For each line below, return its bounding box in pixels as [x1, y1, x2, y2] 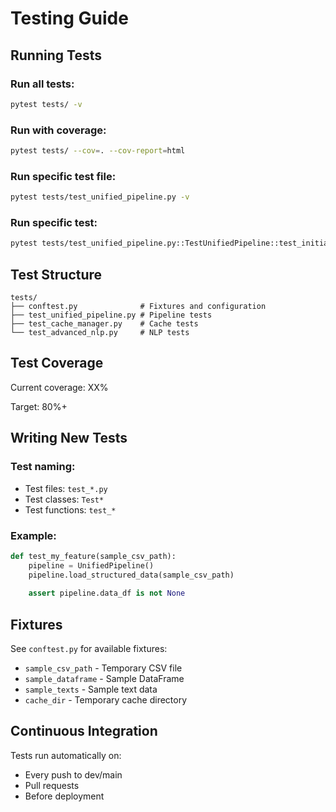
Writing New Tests [10, 430, 128, 447]
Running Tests [10, 47, 102, 64]
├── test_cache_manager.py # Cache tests [10, 319, 199, 329]
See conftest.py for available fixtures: [10, 643, 168, 655]
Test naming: [10, 460, 76, 474]
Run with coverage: [10, 123, 107, 137]
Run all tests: [10, 77, 75, 91]
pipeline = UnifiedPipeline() [28, 560, 155, 571]
